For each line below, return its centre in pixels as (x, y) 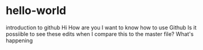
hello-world (36, 11)
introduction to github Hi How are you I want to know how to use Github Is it (101, 27)
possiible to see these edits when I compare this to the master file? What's (100, 34)
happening (19, 40)
